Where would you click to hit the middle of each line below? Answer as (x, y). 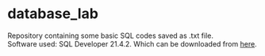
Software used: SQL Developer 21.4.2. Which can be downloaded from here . (132, 43)
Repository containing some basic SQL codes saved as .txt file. (111, 35)
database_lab (53, 14)
